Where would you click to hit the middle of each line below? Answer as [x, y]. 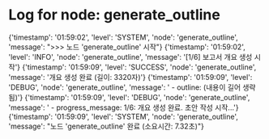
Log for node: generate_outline [114, 15]
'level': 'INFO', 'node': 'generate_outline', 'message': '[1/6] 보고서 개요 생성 [130, 57]
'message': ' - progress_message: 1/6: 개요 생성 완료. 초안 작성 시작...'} [124, 107]
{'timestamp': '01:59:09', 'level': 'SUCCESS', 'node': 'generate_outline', [139, 67]
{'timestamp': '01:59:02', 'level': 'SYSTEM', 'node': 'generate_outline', [124, 37]
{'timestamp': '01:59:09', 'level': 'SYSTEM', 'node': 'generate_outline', [124, 116]
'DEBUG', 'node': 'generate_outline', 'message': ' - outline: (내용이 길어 [125, 87]
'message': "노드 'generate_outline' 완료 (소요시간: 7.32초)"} [106, 126]
